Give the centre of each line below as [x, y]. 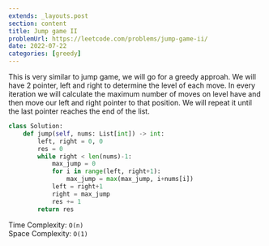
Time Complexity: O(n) [46, 225]
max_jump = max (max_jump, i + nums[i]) [130, 179]
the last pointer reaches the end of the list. [79, 111]
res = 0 [50, 149]
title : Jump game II [43, 31]
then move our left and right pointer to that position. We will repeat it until [130, 103]
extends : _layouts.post [49, 16]
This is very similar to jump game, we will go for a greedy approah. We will [132, 77]
